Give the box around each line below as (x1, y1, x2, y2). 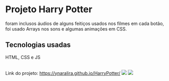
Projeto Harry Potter (5, 4, 93, 15)
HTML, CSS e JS (5, 54, 41, 60)
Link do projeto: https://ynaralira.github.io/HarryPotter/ (5, 70, 121, 76)
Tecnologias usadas (5, 41, 71, 49)
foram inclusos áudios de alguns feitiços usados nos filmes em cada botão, (5, 20, 164, 26)
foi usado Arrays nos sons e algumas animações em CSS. (5, 25, 127, 32)
